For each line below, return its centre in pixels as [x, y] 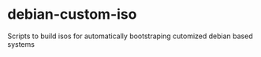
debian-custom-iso [72, 14]
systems [21, 44]
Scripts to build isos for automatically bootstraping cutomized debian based [130, 36]
